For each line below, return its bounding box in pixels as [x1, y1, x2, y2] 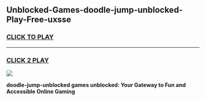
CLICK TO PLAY [6, 33, 54, 42]
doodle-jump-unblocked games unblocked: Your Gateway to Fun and [6, 81, 186, 88]
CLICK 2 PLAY [6, 56, 49, 64]
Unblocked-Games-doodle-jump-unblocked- [6, 5, 183, 15]
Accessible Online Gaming [6, 88, 75, 95]
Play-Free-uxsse [6, 15, 72, 25]
